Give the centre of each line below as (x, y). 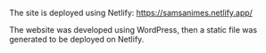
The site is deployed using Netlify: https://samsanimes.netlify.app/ (131, 13)
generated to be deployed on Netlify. (77, 39)
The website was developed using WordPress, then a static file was (133, 30)
